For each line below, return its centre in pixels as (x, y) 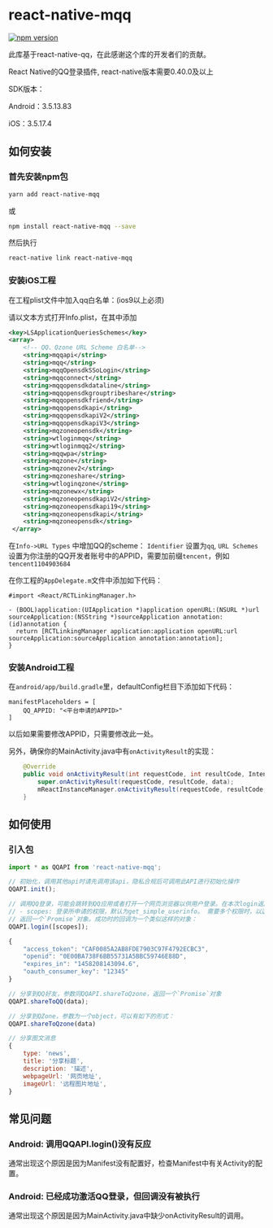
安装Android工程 (41, 667)
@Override (40, 767)
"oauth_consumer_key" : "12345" (76, 972)
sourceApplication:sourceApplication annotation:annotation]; (116, 639)
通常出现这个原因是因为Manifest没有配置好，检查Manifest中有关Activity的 (132, 1163)
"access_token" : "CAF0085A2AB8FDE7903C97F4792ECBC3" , (116, 949)
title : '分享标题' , (53, 1061)
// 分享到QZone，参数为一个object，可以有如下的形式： (91, 1016)
